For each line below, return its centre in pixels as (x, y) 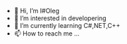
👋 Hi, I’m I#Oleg (37, 11)
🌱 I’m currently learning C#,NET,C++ (67, 25)
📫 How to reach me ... (47, 34)
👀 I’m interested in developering (60, 18)
